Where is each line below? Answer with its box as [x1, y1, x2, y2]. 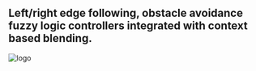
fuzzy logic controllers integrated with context [8, 19, 249, 33]
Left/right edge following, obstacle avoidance [8, 6, 243, 20]
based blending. [8, 31, 92, 45]
